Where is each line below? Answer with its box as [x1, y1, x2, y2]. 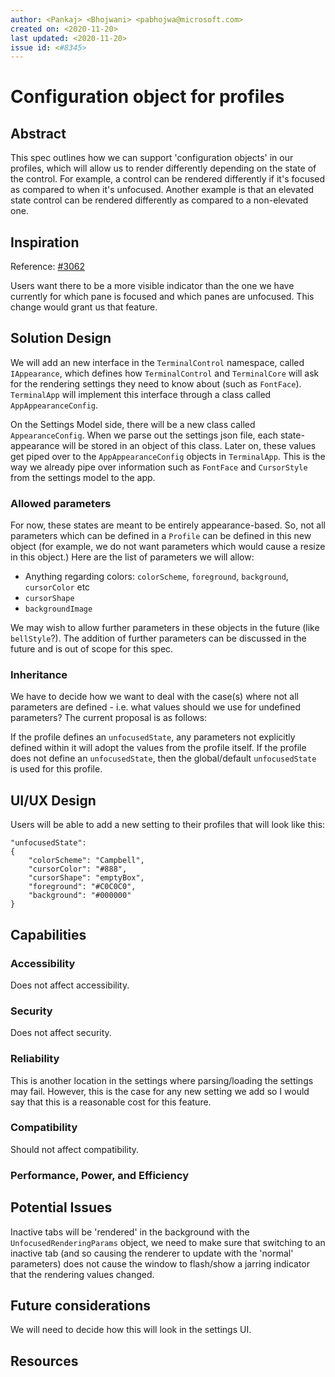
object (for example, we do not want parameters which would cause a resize [10, 541, 326, 553]
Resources [10, 1352, 79, 1370]
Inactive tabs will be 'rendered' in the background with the [10, 1226, 250, 1238]
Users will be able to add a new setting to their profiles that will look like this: [10, 819, 326, 831]
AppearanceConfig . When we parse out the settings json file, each [10, 429, 278, 441]
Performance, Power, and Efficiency [10, 1168, 190, 1182]
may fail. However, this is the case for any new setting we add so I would [10, 1085, 310, 1097]
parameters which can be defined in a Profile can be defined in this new [10, 530, 312, 542]
